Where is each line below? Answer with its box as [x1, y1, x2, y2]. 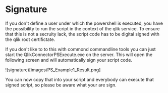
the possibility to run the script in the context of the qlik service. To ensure [5, 25, 160, 31]
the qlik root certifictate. [5, 36, 55, 42]
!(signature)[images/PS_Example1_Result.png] [5, 67, 101, 73]
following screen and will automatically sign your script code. [5, 57, 133, 63]
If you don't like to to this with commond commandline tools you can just [5, 46, 156, 52]
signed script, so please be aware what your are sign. [5, 82, 117, 88]
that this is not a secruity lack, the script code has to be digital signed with [5, 31, 160, 37]
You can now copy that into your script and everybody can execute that [5, 76, 154, 82]
